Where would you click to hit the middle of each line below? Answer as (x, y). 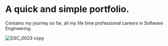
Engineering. (19, 28)
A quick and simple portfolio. (67, 9)
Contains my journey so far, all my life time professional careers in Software (84, 23)
